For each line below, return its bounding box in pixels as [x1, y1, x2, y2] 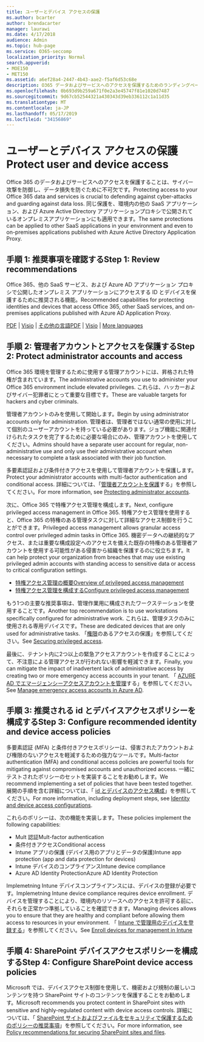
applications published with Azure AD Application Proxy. [30, 309, 171, 317]
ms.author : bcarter [6, 15, 56, 21]
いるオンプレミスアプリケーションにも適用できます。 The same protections [6, 215, 193, 222]
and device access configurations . [6, 801, 93, 809]
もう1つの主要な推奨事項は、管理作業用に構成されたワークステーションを [6, 599, 189, 606]
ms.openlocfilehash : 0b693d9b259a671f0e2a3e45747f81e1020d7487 [6, 88, 170, 94]
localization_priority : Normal [6, 54, 86, 60]
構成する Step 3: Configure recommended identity [6, 717, 197, 727]
